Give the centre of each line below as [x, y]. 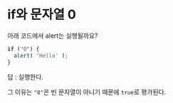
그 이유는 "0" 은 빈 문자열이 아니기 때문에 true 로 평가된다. [87, 92]
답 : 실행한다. [26, 77]
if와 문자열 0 [42, 15]
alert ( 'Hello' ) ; [41, 55]
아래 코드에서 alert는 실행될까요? [53, 36]
